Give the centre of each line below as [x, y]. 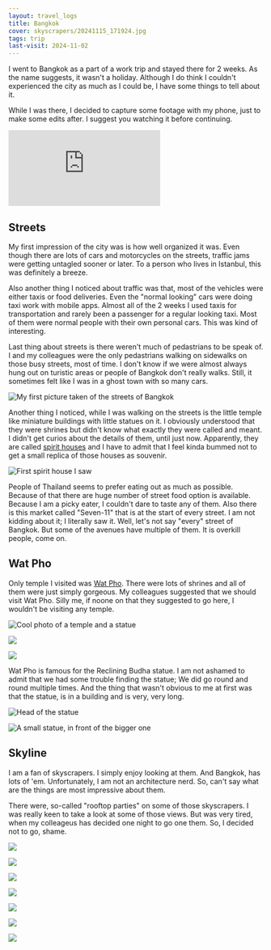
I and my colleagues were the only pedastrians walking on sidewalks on [128, 355]
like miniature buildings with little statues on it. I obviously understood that [132, 420]
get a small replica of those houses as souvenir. [88, 455]
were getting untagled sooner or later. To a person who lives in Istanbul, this [135, 264]
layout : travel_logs [43, 16]
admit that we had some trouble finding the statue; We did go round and [128, 679]
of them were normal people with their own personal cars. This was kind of [133, 322]
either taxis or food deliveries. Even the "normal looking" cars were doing [131, 297]
